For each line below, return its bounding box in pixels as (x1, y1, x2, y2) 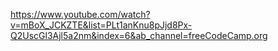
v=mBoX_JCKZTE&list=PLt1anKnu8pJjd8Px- (10, 19, 193, 31)
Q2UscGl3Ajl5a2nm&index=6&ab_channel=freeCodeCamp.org (10, 30, 268, 41)
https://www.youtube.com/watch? (10, 9, 151, 20)
